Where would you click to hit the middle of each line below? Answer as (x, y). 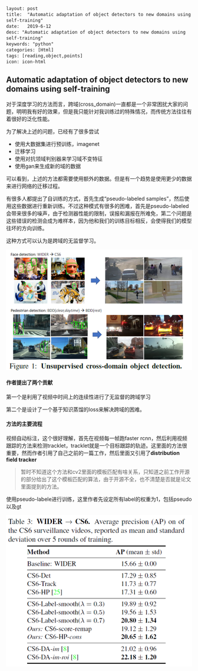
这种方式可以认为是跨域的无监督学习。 (52, 240)
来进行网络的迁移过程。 (34, 186)
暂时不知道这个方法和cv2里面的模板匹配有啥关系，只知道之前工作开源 (105, 471)
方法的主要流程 (24, 424)
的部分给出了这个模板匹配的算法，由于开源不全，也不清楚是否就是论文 (106, 479)
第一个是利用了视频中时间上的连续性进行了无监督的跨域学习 (78, 397)
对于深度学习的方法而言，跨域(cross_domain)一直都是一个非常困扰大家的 (95, 104)
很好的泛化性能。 (32, 119)
